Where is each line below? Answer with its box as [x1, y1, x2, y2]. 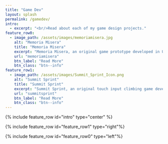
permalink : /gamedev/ [5, 16, 50, 21]
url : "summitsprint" [14, 91, 57, 96]
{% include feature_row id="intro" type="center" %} [5, 114, 113, 120]
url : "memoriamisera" [14, 53, 59, 59]
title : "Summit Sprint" [14, 81, 64, 86]
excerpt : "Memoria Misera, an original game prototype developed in [14, 49, 160, 54]
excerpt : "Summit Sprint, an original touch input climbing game [14, 86, 153, 91]
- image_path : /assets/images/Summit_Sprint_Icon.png [9, 72, 124, 77]
